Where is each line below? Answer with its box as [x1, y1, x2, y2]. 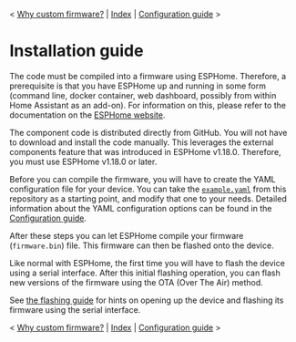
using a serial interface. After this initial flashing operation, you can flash [9, 267, 281, 278]
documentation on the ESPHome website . [9, 109, 166, 120]
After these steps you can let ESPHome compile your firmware [9, 230, 244, 241]
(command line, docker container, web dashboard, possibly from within [9, 89, 277, 100]
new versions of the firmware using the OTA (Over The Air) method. [9, 276, 264, 287]
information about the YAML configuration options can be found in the [9, 202, 272, 213]
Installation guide [9, 41, 144, 61]
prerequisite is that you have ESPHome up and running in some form [9, 80, 267, 91]
